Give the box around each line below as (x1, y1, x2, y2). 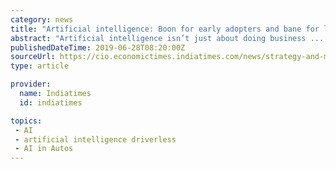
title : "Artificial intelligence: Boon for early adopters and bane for (10, 24, 320, 34)
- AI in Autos (14, 144, 74, 154)
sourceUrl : (10, 52, 56, 62)
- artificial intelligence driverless (14, 134, 177, 145)
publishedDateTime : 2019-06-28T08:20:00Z (10, 42, 186, 53)
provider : (10, 79, 52, 90)
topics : (10, 116, 43, 126)
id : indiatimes (19, 97, 83, 108)
